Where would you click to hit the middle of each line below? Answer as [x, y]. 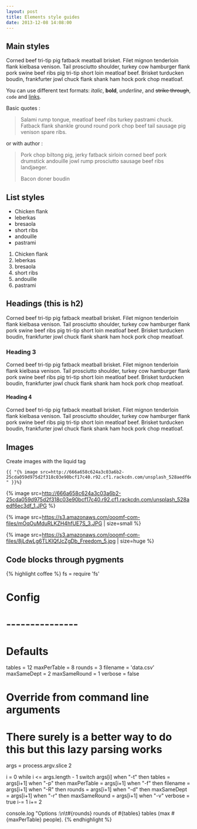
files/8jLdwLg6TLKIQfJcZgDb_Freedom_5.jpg [61, 541]
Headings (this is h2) [45, 304]
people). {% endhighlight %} [78, 820]
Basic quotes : [23, 108]
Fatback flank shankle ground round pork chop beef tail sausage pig [103, 126]
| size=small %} [123, 523]
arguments [33, 710]
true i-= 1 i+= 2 [24, 802]
